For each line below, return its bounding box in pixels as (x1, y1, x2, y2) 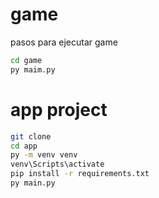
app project (10, 98, 108, 121)
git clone (10, 131, 52, 142)
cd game (10, 55, 43, 65)
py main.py (10, 178, 56, 188)
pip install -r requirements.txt (10, 169, 150, 179)
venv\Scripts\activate (10, 159, 105, 170)
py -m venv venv (10, 150, 78, 160)
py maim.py (10, 64, 56, 75)
